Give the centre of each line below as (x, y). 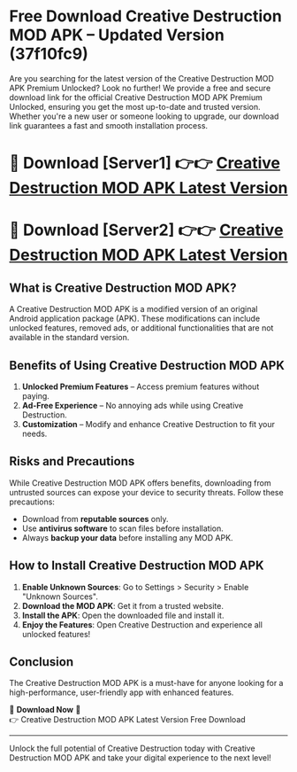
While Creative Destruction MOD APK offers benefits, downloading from (140, 483)
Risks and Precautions (72, 461)
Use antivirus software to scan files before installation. (122, 528)
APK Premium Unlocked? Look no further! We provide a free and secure (140, 88)
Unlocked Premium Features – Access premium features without (141, 386)
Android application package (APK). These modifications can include (135, 319)
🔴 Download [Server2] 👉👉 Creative (146, 230)
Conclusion (42, 662)
